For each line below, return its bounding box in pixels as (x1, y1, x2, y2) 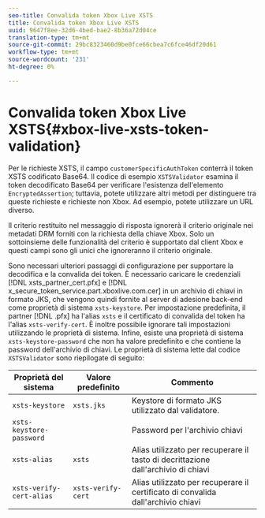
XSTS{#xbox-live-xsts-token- (8, 120, 210, 138)
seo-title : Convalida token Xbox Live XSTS (8, 11, 154, 20)
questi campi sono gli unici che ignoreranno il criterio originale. (8, 245, 213, 255)
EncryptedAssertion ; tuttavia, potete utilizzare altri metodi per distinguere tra (8, 188, 256, 198)
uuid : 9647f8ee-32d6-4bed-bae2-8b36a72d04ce (8, 26, 157, 34)
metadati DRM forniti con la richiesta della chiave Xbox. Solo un (8, 229, 215, 238)
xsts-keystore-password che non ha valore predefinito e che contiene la (8, 336, 241, 345)
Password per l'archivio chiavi (131, 424, 243, 435)
